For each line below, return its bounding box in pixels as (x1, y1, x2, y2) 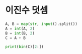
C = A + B (5, 35, 26, 40)
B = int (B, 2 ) (5, 30, 35, 35)
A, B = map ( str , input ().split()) (5, 21, 78, 26)
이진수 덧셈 (5, 4, 48, 16)
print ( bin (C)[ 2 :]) (5, 44, 44, 49)
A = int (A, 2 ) (5, 26, 35, 31)
